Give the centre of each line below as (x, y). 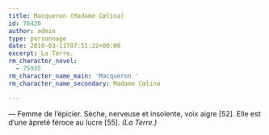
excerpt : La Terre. (41, 53)
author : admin (32, 31)
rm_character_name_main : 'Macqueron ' (74, 76)
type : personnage (38, 38)
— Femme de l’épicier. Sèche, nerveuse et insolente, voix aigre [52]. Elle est (134, 113)
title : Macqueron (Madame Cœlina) (67, 16)
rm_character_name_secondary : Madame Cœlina (84, 83)
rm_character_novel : (43, 61)
